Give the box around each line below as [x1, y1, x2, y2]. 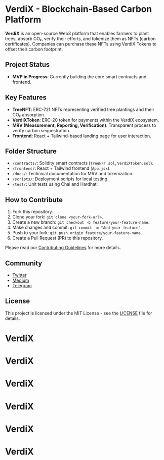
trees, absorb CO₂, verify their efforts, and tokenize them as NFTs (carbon [5, 36, 156, 42]
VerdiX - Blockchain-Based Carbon [5, 3, 152, 15]
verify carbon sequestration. [12, 127, 71, 133]
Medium [12, 277, 30, 283]
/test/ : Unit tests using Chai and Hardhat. [12, 181, 98, 187]
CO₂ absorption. [12, 111, 45, 117]
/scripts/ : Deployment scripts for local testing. [12, 176, 109, 182]
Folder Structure [5, 147, 57, 155]
